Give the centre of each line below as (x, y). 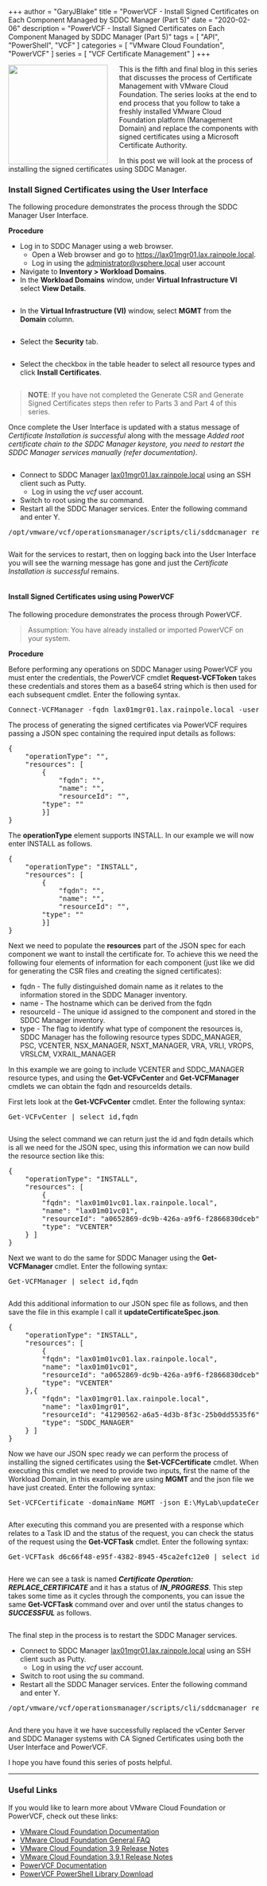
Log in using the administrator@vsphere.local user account (128, 263)
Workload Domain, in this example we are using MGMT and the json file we (131, 1479)
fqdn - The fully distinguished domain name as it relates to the (122, 986)
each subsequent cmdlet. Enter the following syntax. (94, 694)
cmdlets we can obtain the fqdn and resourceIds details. (101, 1086)
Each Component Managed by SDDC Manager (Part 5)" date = (110, 20)
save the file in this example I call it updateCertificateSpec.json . (114, 1312)
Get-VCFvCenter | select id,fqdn (74, 1116)
